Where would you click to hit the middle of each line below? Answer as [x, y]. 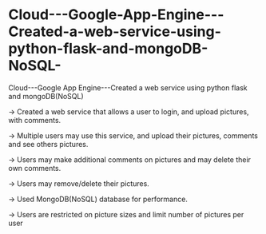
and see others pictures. [48, 144]
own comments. [35, 168]
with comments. [35, 120]
